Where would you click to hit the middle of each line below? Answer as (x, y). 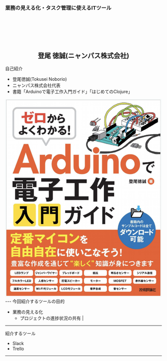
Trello (18, 349)
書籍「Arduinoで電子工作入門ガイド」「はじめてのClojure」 (72, 92)
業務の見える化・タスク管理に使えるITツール (58, 7)
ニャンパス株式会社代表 (36, 85)
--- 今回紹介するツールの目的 (35, 301)
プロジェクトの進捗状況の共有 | (52, 318)
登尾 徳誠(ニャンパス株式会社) (83, 56)
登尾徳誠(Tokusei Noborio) (40, 79)
